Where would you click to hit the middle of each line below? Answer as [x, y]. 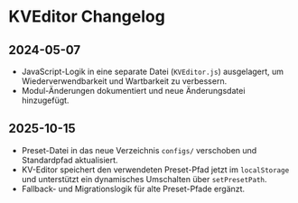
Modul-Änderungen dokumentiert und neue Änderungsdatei [133, 91]
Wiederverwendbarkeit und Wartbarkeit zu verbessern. [124, 81]
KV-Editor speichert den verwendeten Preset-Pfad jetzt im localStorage [155, 170]
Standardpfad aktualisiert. [70, 160]
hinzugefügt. [45, 100]
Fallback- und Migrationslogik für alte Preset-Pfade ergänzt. [133, 189]
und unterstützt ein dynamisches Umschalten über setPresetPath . [144, 179]
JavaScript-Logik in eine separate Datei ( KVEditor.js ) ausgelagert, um [153, 71]
